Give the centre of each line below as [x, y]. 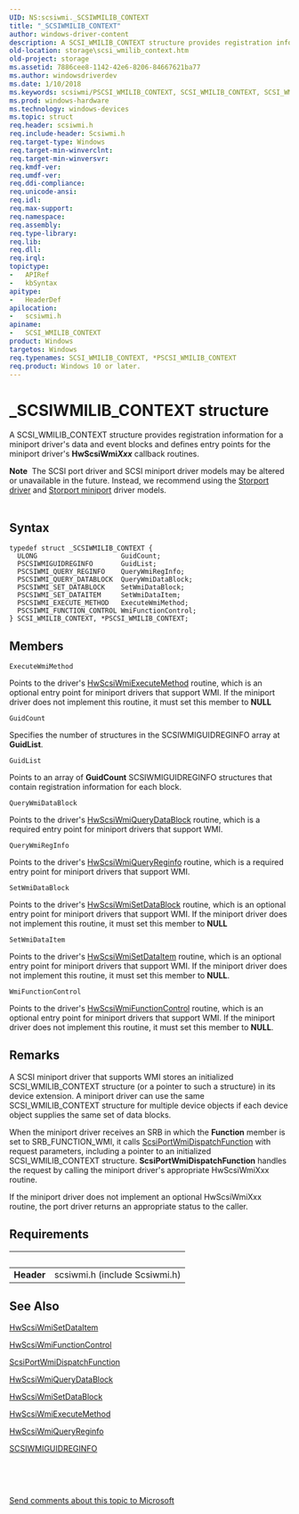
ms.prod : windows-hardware [59, 100]
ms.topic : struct [41, 117]
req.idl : [25, 200]
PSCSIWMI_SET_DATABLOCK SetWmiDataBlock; [101, 587]
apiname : [25, 325]
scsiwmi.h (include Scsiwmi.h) [118, 1275]
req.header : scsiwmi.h [51, 126]
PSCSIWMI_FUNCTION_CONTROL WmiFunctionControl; [107, 611]
